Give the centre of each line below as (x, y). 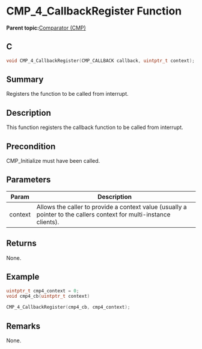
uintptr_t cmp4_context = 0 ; (43, 291)
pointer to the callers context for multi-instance (103, 214)
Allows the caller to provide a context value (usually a (112, 207)
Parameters (29, 180)
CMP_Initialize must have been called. (53, 161)
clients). (48, 222)
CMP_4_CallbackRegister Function (94, 11)
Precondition (31, 146)
